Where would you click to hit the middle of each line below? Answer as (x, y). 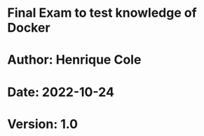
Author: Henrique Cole (74, 60)
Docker (29, 28)
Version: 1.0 (43, 124)
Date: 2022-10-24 (61, 92)
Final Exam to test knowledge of (102, 13)
